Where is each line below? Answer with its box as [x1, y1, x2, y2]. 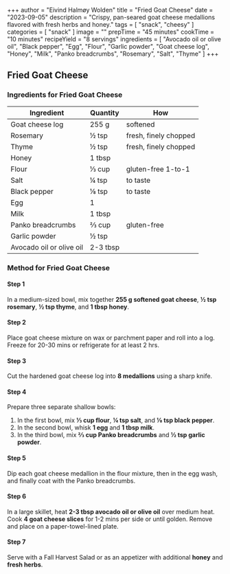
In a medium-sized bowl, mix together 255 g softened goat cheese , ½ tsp [7, 295, 217, 303]
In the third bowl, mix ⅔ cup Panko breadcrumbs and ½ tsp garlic [16, 431, 205, 439]
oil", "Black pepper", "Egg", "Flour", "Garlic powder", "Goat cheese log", [7, 43, 209, 50]
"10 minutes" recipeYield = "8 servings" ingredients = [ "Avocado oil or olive [7, 35, 222, 43]
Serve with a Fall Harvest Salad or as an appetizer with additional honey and [7, 553, 223, 562]
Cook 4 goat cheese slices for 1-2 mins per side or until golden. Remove [7, 515, 213, 523]
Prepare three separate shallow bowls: [7, 403, 116, 411]
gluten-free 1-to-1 [126, 164, 190, 174]
